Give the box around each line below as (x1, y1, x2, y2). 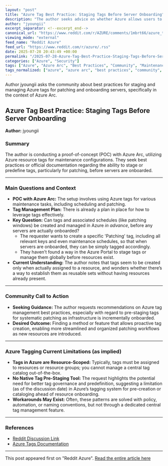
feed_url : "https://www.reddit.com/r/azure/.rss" (5, 44, 111, 49)
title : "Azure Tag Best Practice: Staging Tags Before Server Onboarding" (5, 12, 164, 17)
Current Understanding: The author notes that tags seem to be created (12, 259, 161, 265)
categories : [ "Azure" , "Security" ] (5, 58, 79, 63)
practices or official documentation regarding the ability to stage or (5, 162, 143, 168)
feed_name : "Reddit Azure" (5, 40, 61, 45)
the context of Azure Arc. (5, 92, 57, 98)
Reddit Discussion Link (12, 435, 60, 441)
